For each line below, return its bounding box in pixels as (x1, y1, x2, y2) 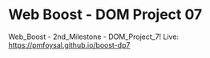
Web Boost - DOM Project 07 (8, 6, 203, 24)
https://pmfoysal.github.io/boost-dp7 (8, 40, 131, 49)
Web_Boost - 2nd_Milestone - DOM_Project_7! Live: (8, 32, 179, 41)
